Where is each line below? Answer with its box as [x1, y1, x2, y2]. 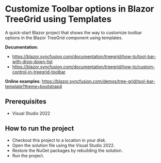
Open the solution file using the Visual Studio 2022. [12, 142, 115, 148]
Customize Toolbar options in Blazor [5, 3, 154, 15]
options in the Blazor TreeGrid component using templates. [5, 35, 123, 41]
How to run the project [5, 124, 74, 133]
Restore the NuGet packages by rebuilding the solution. [12, 148, 123, 153]
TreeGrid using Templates [5, 14, 112, 25]
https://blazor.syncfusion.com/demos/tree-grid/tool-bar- [42, 78, 156, 84]
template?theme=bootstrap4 [5, 83, 62, 89]
